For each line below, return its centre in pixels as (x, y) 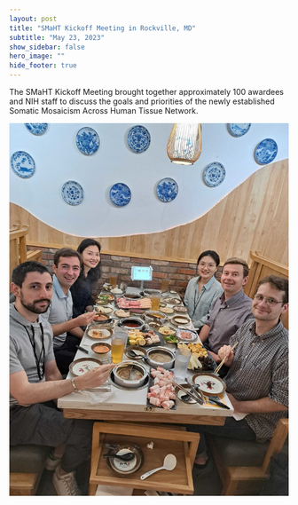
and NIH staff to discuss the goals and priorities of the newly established (142, 101)
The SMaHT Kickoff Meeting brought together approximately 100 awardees (146, 92)
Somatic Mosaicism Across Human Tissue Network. (104, 110)
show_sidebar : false (47, 47)
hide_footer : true (43, 66)
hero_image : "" (37, 56)
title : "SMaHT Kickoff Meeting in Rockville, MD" (103, 28)
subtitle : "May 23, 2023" (57, 37)
